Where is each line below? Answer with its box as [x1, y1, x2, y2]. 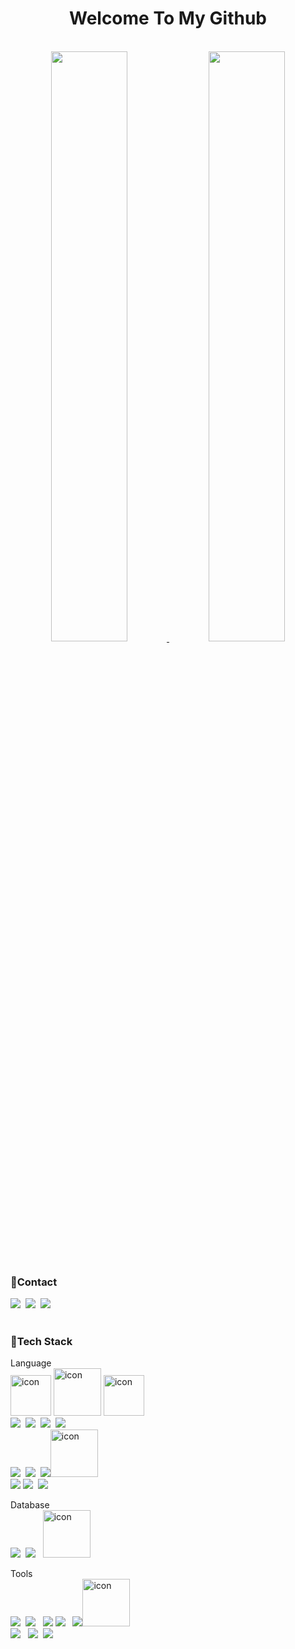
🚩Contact [10, 1275, 58, 1289]
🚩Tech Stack [10, 1334, 73, 1348]
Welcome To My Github [68, 7, 268, 30]
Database [10, 1499, 50, 1511]
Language [10, 1357, 52, 1369]
